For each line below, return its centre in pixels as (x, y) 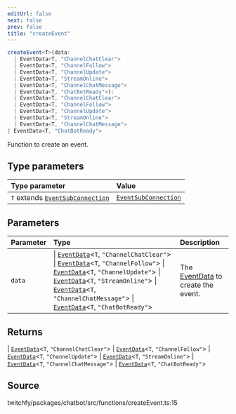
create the (197, 285)
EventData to (201, 276)
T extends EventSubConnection (60, 198)
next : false (25, 20)
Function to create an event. (48, 144)
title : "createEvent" (39, 33)
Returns (25, 332)
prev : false (25, 27)
